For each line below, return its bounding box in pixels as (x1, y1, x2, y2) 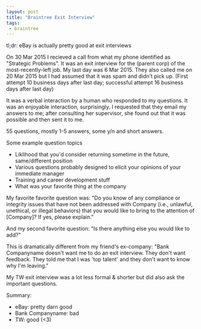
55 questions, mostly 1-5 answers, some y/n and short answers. (6, 128, 164, 135)
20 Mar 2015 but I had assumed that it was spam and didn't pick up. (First (6, 73, 188, 80)
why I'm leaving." (6, 262, 49, 270)
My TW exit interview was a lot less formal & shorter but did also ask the (6, 274, 185, 281)
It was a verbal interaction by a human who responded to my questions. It (6, 97, 188, 104)
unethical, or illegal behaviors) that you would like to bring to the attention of (6, 207, 195, 215)
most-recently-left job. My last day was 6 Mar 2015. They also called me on (6, 67, 193, 74)
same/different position (14, 157, 73, 165)
